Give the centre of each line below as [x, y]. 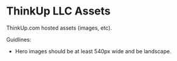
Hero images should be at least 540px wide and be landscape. [93, 51]
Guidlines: [19, 39]
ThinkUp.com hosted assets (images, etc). [59, 28]
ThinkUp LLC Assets [58, 11]
